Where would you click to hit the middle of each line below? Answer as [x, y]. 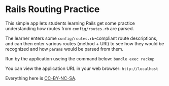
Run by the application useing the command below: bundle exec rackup [80, 58]
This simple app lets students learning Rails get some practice [70, 23]
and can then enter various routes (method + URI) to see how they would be [85, 43]
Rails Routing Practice [53, 9]
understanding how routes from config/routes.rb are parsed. [70, 28]
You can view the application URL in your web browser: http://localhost [82, 68]
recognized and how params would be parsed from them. [64, 49]
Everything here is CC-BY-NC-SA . [41, 78]
